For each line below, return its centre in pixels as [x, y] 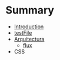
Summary [30, 10]
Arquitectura [29, 39]
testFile [23, 32]
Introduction [29, 26]
